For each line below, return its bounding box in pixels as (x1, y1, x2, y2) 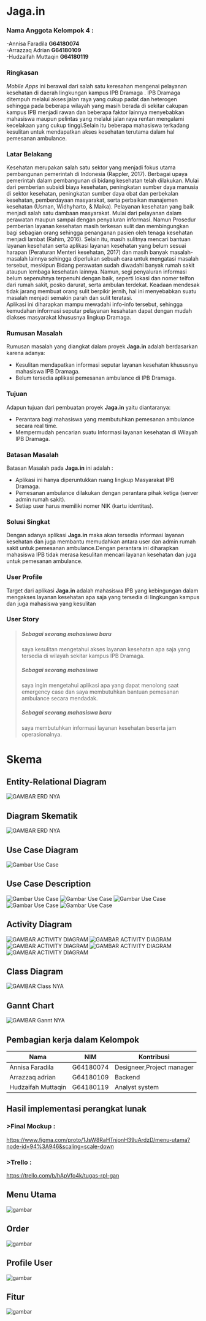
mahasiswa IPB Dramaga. (15, 368, 80, 375)
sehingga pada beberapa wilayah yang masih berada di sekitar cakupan (6, 102, 188, 109)
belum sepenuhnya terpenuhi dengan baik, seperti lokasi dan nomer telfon (6, 275, 194, 282)
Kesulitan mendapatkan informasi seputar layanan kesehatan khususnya (15, 361, 198, 369)
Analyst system (114, 1083, 159, 1092)
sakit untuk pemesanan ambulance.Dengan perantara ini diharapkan (6, 545, 179, 552)
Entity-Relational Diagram (6, 776, 107, 787)
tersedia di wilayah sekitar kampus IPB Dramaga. (21, 652, 145, 660)
